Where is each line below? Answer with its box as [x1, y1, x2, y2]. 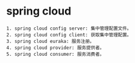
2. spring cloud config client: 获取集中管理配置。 [6, 31, 132, 38]
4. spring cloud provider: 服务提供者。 [6, 44, 105, 51]
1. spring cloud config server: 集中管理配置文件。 [6, 25, 132, 31]
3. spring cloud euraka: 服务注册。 [6, 38, 95, 44]
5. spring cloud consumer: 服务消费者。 [6, 51, 105, 57]
